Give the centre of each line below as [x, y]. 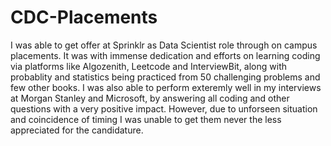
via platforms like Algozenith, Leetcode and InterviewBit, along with [149, 66]
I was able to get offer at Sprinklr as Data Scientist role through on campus [164, 45]
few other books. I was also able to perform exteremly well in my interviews [166, 87]
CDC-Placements [84, 17]
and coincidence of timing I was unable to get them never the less [146, 119]
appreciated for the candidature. [77, 130]
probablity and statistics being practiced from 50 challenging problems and [165, 77]
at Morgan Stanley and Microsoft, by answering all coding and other [150, 98]
